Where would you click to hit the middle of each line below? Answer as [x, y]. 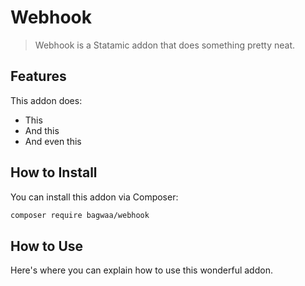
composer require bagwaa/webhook [80, 215]
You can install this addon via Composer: [94, 197]
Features [38, 76]
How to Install [54, 172]
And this [42, 130]
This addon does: [46, 100]
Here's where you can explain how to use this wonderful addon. [141, 270]
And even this [53, 141]
